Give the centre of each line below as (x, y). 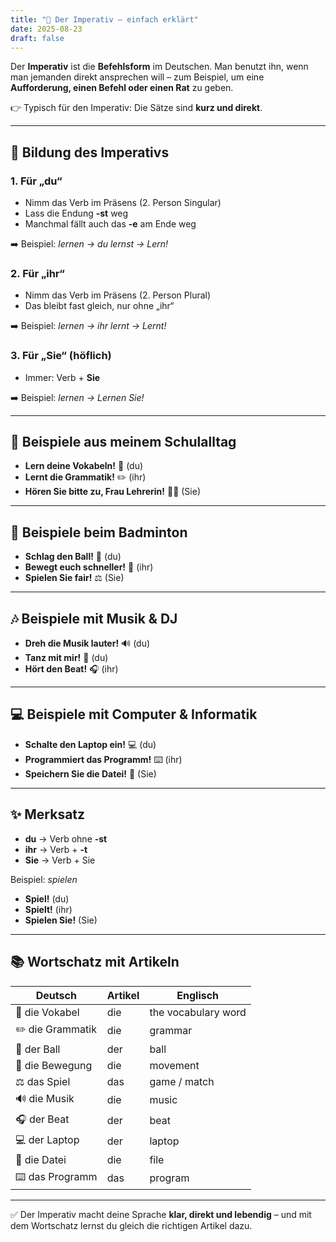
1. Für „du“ (36, 181)
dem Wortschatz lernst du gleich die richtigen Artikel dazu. (131, 1225)
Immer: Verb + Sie (62, 377)
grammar (171, 1031)
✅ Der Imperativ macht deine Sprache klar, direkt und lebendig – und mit (161, 1214)
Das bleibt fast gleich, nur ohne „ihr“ (99, 306)
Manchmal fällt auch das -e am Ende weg (110, 224)
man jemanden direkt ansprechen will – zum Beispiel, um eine (137, 77)
